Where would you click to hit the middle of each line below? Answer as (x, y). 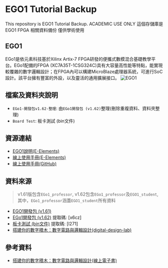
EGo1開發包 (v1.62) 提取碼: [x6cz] (47, 218)
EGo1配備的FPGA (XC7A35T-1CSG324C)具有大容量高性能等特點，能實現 (88, 65)
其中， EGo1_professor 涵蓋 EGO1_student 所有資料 (66, 201)
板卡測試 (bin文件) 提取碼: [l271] (45, 224)
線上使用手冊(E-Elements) (39, 157)
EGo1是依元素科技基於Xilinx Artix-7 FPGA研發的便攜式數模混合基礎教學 (78, 59)
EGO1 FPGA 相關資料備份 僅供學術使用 (45, 30)
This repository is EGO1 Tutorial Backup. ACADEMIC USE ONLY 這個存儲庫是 (84, 24)
